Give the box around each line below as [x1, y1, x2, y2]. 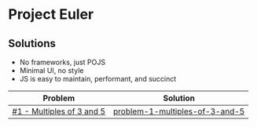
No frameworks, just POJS [19, 57, 106, 67]
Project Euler [8, 5, 94, 24]
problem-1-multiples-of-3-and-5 [112, 106, 245, 117]
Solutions [8, 37, 57, 50]
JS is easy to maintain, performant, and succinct [19, 74, 177, 83]
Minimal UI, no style [19, 66, 84, 75]
